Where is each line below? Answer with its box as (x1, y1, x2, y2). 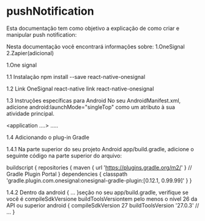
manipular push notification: (6, 31, 77, 38)
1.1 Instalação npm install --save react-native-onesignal (6, 73, 146, 80)
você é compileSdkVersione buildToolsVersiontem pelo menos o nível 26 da (6, 195, 198, 203)
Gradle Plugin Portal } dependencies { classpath (6, 170, 127, 178)
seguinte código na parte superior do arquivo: (6, 152, 122, 159)
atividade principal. (6, 110, 55, 117)
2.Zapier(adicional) (6, 49, 54, 56)
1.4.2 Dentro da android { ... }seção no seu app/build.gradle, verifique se (6, 189, 188, 196)
